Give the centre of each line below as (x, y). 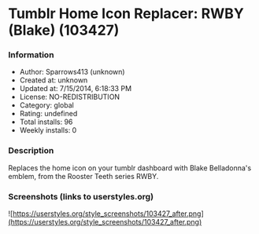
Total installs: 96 (46, 122)
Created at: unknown (54, 80)
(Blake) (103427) (64, 30)
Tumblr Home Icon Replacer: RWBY (126, 14)
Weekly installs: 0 (48, 130)
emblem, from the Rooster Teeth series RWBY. (83, 176)
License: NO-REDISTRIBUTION (70, 97)
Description (31, 151)
